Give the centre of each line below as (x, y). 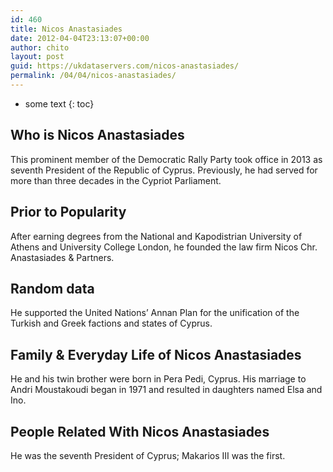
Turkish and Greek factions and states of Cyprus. (111, 323)
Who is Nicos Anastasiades (97, 135)
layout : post (37, 57)
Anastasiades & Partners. (62, 257)
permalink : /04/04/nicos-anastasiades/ (93, 76)
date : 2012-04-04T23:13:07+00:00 (80, 38)
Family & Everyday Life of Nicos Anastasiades (156, 354)
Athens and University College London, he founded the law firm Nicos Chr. (164, 247)
